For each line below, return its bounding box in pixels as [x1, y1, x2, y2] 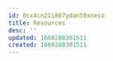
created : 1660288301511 [8, 41, 88, 49]
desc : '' [8, 26, 37, 34]
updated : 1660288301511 [8, 33, 88, 42]
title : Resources [8, 19, 66, 27]
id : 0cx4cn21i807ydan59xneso [8, 11, 105, 20]
